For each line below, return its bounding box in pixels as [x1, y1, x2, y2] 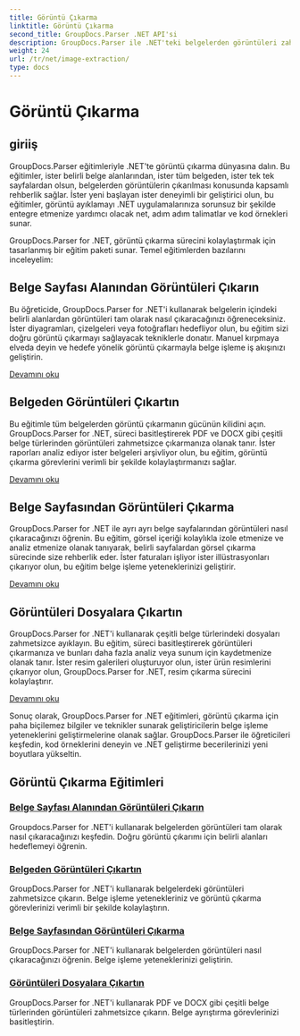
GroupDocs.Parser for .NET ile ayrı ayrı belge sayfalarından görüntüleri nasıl [9, 523, 288, 534]
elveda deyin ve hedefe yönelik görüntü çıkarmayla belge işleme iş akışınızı [9, 342, 286, 352]
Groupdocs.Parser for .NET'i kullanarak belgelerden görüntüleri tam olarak [9, 821, 283, 832]
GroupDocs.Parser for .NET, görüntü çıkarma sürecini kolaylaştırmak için [9, 234, 276, 246]
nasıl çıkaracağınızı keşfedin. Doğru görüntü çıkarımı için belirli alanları [9, 831, 268, 842]
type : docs [9, 64, 50, 72]
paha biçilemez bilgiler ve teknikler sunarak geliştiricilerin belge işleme [9, 720, 269, 731]
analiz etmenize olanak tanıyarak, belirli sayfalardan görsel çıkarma [9, 542, 256, 553]
